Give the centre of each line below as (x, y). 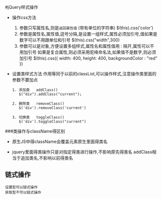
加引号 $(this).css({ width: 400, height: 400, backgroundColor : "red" (88, 58)
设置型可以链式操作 (21, 187)
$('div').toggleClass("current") (52, 122)
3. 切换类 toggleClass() (38, 117)
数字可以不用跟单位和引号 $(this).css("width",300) (69, 40)
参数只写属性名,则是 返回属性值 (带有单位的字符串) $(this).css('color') (86, 28)
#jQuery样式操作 (22, 7)
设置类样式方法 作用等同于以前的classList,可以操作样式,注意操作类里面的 (84, 74)
